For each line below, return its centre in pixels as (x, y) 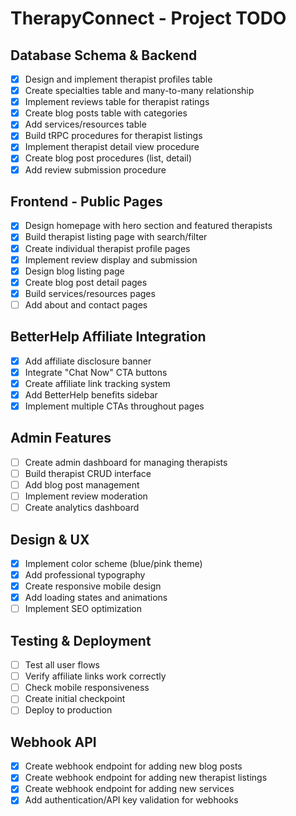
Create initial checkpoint (75, 699)
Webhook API (53, 742)
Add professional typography (85, 575)
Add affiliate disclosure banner (88, 361)
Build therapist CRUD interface (88, 473)
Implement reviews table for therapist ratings (117, 102)
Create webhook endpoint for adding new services (129, 789)
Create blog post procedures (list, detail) (108, 158)
